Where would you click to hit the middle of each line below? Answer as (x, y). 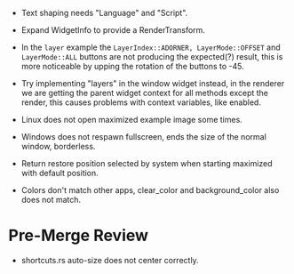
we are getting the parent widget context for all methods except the (144, 93)
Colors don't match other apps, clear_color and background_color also (150, 190)
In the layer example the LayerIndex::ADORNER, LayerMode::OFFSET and (151, 47)
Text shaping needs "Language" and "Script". (104, 13)
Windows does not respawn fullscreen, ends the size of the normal (144, 137)
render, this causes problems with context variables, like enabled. (141, 102)
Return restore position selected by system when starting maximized (147, 163)
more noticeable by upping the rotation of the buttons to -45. (133, 66)
